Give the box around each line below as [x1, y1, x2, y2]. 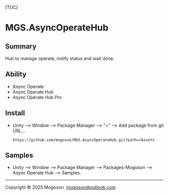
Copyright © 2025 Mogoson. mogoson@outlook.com [5, 184, 116, 190]
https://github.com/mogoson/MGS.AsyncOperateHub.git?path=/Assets [12, 137, 155, 142]
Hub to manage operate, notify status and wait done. [5, 56, 115, 61]
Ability [5, 70, 27, 79]
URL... [12, 127, 26, 133]
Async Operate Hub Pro [12, 94, 62, 100]
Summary [5, 42, 37, 51]
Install [5, 109, 25, 118]
